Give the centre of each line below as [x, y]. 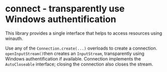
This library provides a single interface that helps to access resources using [84, 33]
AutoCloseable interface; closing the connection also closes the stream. [79, 64]
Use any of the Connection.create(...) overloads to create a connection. [81, 48]
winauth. [14, 38]
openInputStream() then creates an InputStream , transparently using [75, 53]
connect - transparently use [65, 9]
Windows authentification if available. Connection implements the [73, 58]
